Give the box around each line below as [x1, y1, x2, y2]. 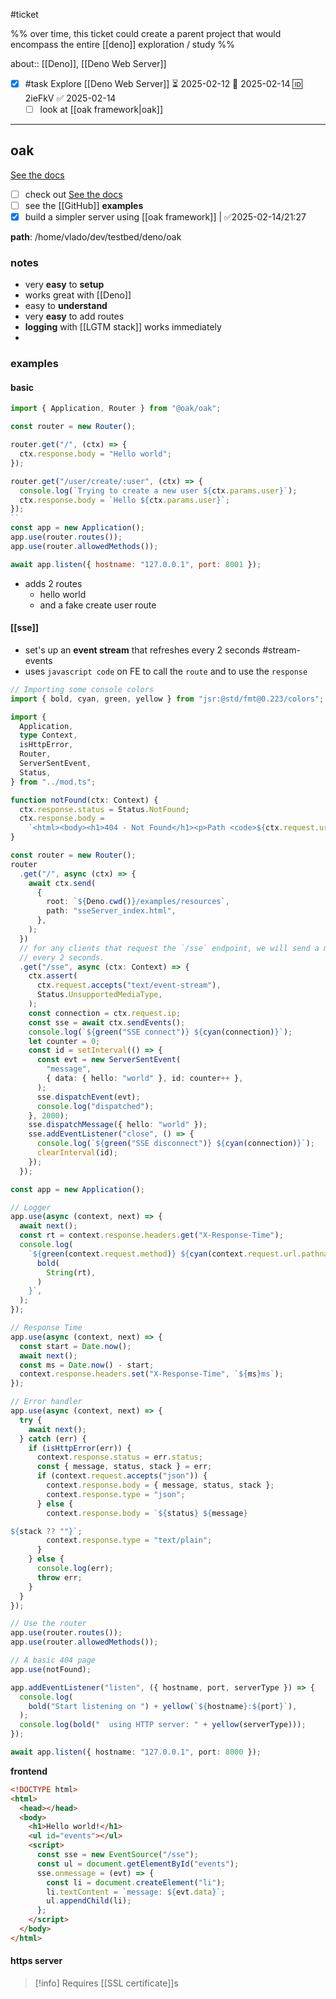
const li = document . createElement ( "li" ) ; [46, 1877, 226, 1888]
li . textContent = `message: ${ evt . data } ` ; [46, 1887, 226, 1897]
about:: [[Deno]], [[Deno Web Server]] [10, 58, 167, 69]
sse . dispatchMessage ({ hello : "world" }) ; [28, 1120, 208, 1130]
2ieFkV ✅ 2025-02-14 [24, 92, 117, 104]
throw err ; [36, 1572, 83, 1583]
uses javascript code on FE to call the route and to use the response [24, 665, 308, 677]
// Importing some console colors [10, 684, 155, 694]
